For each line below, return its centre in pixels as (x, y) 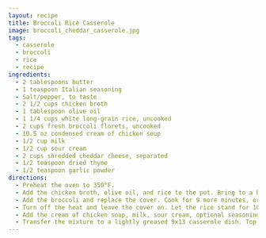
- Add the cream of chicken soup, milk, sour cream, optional (120, 215)
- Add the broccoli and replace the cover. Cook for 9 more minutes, (132, 200)
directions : (28, 178)
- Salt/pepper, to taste (56, 97)
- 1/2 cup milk (40, 141)
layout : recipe (33, 15)
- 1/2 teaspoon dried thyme (62, 163)
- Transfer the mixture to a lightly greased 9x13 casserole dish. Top (136, 222)
